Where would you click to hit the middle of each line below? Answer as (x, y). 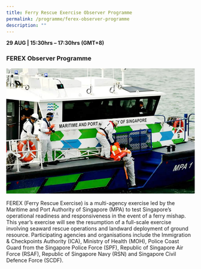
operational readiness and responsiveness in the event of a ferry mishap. (96, 216)
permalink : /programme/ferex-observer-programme (68, 19)
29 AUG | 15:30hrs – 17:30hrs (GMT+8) (55, 43)
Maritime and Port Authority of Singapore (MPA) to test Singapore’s (89, 210)
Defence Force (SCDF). (35, 261)
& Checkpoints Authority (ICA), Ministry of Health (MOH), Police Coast (93, 242)
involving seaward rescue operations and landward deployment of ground (97, 229)
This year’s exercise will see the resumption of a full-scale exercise (89, 222)
